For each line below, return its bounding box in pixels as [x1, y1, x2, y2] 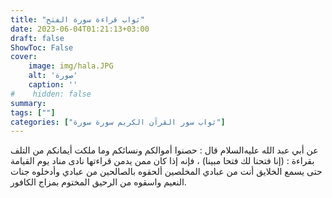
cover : [10, 52, 38, 62]
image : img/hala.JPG [28, 61, 114, 71]
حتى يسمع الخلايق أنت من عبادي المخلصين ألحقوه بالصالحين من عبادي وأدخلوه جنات [10, 166, 323, 178]
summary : [10, 98, 47, 108]
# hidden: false [10, 89, 92, 99]
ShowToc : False [10, 42, 74, 53]
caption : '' [28, 80, 78, 90]
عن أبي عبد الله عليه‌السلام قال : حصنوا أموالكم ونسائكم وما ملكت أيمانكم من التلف [10, 144, 319, 156]
